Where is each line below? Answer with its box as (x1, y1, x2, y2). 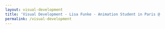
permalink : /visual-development (5, 16, 72, 21)
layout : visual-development (5, 7, 63, 12)
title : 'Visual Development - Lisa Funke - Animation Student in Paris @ (5, 12, 161, 17)
